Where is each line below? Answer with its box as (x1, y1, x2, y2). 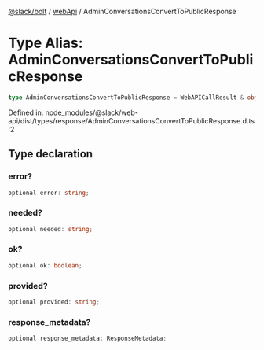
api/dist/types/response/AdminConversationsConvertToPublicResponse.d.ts (8, 116, 255, 125)
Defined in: (8, 108, 44, 117)
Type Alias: (8, 35, 84, 52)
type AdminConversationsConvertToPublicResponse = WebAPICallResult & (8, 94, 244, 101)
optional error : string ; (8, 189, 90, 197)
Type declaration (8, 147, 93, 160)
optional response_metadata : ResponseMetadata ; (8, 334, 167, 343)
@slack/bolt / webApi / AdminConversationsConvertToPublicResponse (8, 7, 237, 16)
